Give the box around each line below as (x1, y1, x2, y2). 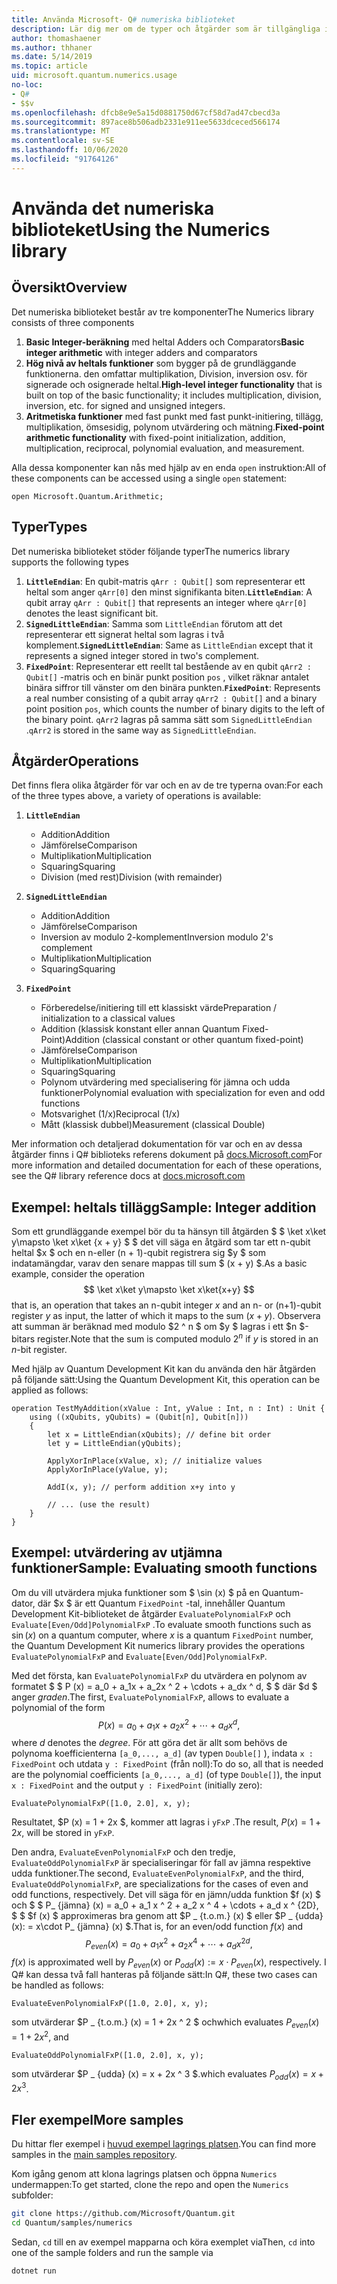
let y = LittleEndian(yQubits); (47, 1438, 183, 1448)
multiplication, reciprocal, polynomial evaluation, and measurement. (25, 442, 305, 454)
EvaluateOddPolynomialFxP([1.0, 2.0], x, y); (11, 2050, 204, 2060)
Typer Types (11, 519, 88, 536)
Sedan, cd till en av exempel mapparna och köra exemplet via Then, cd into (11, 2236, 316, 2248)
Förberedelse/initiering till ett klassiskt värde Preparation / (40, 1002, 278, 1014)
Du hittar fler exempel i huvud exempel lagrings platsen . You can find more (11, 2138, 317, 2150)
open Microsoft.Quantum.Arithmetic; (11, 491, 164, 501)
